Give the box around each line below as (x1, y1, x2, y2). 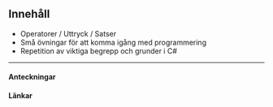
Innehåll (8, 7, 50, 21)
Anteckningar (8, 72, 56, 82)
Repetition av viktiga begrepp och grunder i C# (19, 45, 177, 56)
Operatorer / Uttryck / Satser (19, 28, 116, 38)
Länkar (8, 91, 32, 101)
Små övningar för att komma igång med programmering (19, 37, 207, 47)
